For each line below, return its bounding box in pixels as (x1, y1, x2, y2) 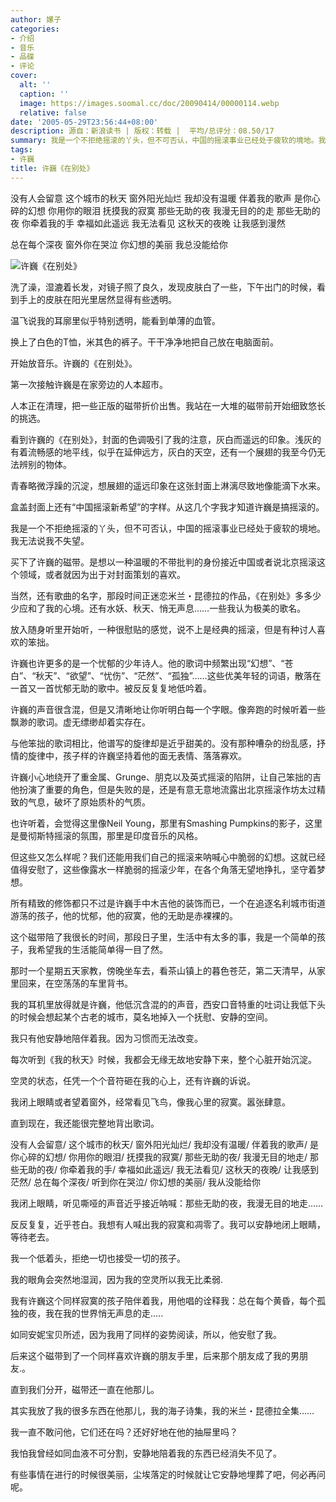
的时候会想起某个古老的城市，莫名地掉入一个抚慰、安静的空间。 (10, 1011, 273, 1023)
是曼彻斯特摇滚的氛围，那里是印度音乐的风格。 (10, 829, 203, 841)
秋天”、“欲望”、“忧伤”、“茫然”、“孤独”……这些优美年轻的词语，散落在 (35, 669, 322, 681)
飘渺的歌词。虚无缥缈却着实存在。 (10, 716, 151, 728)
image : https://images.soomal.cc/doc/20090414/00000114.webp (19, 98, 280, 108)
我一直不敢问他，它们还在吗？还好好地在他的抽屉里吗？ (10, 1426, 238, 1438)
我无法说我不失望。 (10, 534, 90, 546)
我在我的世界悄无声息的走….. (44, 1307, 164, 1319)
